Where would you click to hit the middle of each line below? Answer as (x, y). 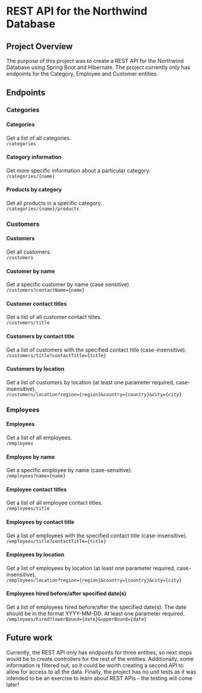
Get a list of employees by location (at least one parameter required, (91, 568)
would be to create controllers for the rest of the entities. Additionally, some (100, 659)
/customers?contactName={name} (46, 291)
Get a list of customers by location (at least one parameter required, (90, 382)
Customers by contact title (40, 337)
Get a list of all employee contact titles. (55, 503)
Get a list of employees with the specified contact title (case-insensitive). (97, 535)
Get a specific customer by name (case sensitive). (68, 284)
